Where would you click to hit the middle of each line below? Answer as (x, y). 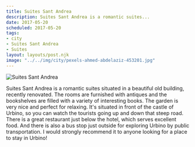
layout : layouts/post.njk (37, 55)
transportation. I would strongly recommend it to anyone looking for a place (97, 131)
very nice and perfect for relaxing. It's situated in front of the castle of (90, 107)
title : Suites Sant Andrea (39, 11)
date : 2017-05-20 (27, 22)
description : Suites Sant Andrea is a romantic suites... (78, 17)
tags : (13, 33)
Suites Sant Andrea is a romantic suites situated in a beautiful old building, (95, 88)
